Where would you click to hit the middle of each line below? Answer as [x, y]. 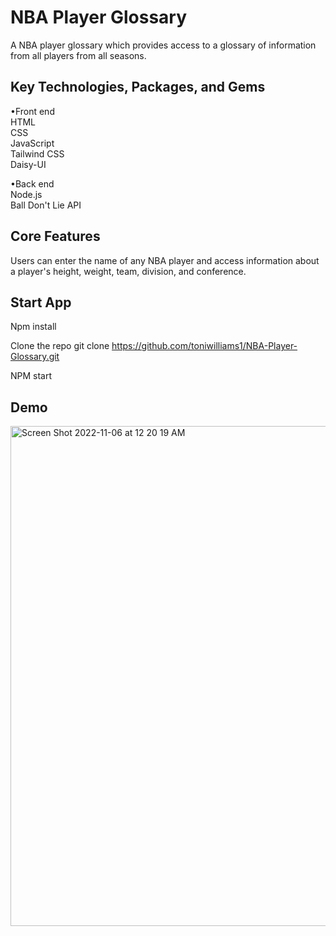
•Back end [32, 183]
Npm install [33, 327]
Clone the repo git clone [60, 346]
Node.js [26, 194]
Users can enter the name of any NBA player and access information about [165, 260]
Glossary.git [35, 357]
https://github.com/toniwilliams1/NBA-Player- [204, 346]
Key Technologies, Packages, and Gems [138, 87]
